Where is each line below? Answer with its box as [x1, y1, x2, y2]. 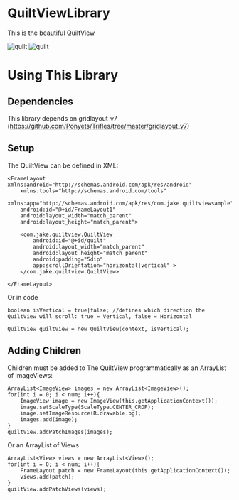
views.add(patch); [20, 473, 75, 480]
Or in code [7, 293, 38, 301]
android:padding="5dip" [33, 256, 103, 263]
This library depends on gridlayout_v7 [7, 114, 117, 122]
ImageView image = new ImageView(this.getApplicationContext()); [20, 397, 218, 404]
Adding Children [7, 344, 82, 357]
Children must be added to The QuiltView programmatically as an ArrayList [7, 364, 227, 372]
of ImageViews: [7, 371, 53, 379]
